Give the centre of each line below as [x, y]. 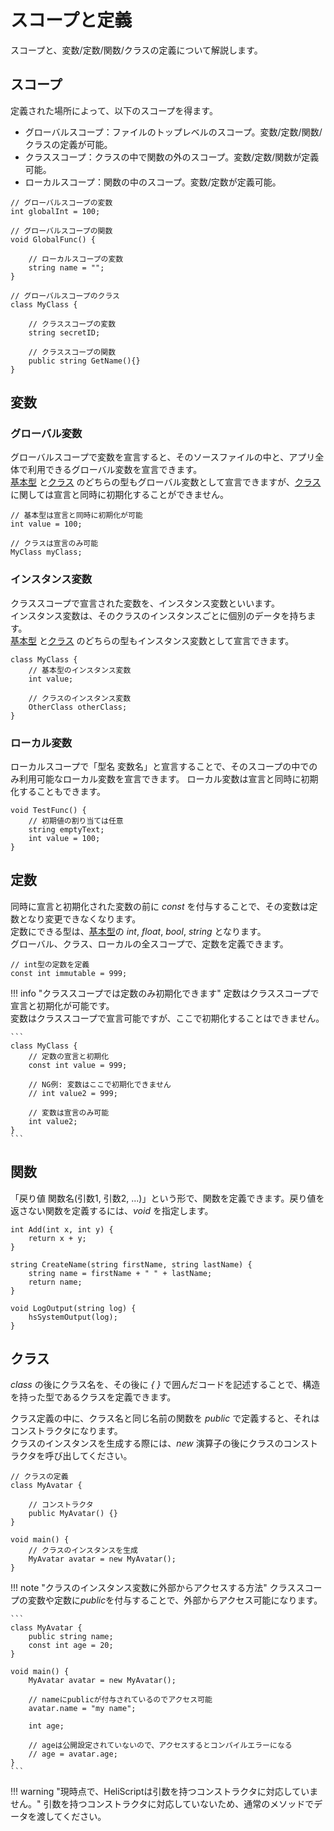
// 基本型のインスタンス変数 [80, 670]
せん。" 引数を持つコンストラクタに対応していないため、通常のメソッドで [162, 1804]
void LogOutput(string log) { [73, 1308]
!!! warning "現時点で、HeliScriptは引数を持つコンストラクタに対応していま [164, 1792]
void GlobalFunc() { [53, 239]
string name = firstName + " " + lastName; [120, 1273]
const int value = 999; [78, 1065]
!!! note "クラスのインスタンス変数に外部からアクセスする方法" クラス [153, 1588]
